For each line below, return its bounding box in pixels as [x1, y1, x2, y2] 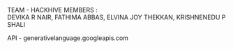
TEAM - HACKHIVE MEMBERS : [7, 6, 98, 14]
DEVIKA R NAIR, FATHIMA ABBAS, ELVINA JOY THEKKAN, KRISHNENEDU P [7, 13, 226, 21]
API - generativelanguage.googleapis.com [7, 34, 129, 42]
